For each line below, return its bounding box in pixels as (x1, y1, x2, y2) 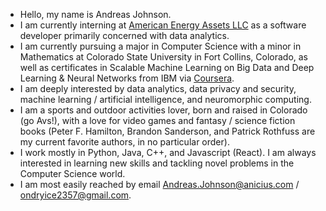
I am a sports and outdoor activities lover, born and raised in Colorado (19, 104, 308, 116)
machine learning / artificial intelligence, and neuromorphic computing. (19, 94, 312, 105)
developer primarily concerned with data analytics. (19, 30, 230, 41)
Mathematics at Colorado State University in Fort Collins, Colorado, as (19, 51, 309, 63)
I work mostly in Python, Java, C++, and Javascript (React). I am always (19, 147, 317, 158)
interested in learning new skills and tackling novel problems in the (19, 157, 295, 169)
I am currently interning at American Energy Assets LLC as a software (19, 19, 307, 31)
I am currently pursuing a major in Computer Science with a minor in (19, 40, 302, 52)
